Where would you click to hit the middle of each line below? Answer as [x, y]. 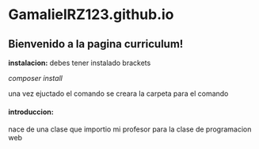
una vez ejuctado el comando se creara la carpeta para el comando [118, 94]
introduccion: [31, 112]
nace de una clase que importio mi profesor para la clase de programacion [130, 129]
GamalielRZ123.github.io [91, 15]
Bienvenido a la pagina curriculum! [96, 44]
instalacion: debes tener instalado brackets [80, 63]
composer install [36, 78]
